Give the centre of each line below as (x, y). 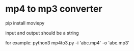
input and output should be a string (42, 33)
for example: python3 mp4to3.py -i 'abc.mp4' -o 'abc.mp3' (68, 43)
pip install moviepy (25, 23)
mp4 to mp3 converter (54, 9)
